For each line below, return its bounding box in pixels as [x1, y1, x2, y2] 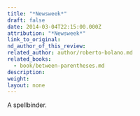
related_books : [7, 56, 52, 63]
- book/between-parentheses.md [13, 62, 105, 69]
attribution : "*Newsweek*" [7, 29, 86, 37]
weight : [7, 75, 30, 82]
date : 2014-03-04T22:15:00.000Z [7, 23, 101, 30]
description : [7, 68, 45, 75]
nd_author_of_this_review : [7, 43, 86, 50]
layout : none [7, 82, 45, 89]
